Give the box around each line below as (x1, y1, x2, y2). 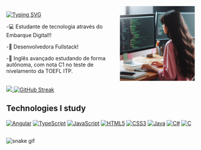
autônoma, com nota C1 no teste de (6, 61, 94, 68)
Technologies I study (6, 103, 86, 114)
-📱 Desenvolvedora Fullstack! (6, 43, 79, 50)
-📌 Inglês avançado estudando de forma (6, 55, 106, 62)
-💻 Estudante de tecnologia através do (6, 23, 103, 30)
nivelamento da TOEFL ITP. (6, 68, 73, 74)
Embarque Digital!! (6, 32, 52, 38)
